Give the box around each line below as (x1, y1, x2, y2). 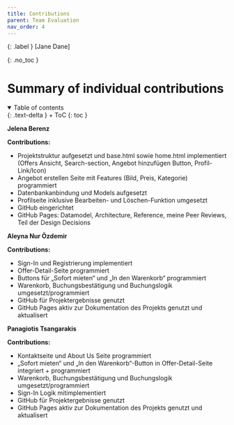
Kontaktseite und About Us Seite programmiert (17, 352, 152, 360)
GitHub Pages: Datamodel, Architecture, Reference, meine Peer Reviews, (17, 211, 227, 219)
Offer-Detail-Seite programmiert (17, 266, 110, 275)
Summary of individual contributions (7, 80, 224, 96)
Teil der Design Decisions (17, 218, 91, 227)
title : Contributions (7, 10, 70, 17)
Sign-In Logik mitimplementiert (17, 389, 107, 397)
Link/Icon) (17, 166, 47, 175)
